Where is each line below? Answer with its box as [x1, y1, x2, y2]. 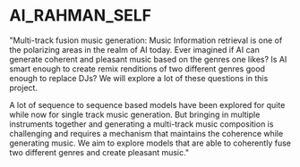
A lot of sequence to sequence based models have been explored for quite [9, 99, 286, 110]
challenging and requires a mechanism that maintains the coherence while [9, 128, 284, 138]
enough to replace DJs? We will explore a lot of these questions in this [9, 72, 269, 83]
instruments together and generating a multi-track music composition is [9, 118, 274, 129]
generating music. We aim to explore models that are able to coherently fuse [9, 138, 291, 148]
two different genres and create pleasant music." [9, 146, 190, 157]
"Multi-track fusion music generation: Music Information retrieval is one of [9, 35, 283, 46]
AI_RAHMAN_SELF [9, 5, 152, 26]
